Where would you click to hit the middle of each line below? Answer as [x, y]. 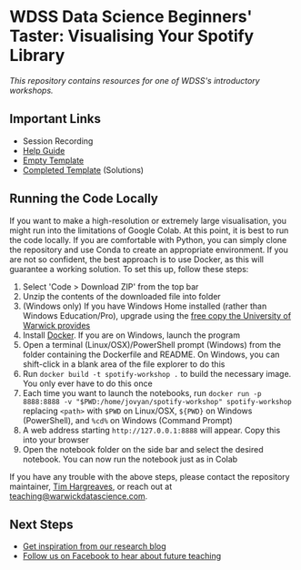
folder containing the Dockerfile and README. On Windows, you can [151, 354]
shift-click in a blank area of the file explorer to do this [124, 364]
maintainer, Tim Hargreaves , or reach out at [91, 486]
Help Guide [44, 150]
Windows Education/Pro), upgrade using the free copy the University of [157, 315]
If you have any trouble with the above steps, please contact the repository [150, 476]
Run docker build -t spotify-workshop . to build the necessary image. [157, 373]
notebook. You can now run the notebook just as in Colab [130, 459]
